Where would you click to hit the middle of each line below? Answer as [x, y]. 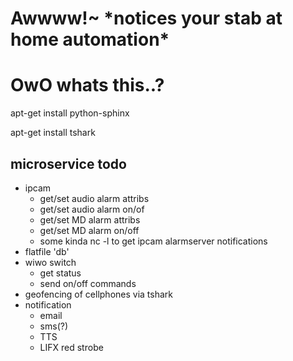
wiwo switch [50, 262]
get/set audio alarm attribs [94, 198]
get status [60, 273]
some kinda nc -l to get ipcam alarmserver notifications [153, 241]
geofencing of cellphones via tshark [98, 294]
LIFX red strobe [71, 347]
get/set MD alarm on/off [89, 230]
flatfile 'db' [47, 251]
